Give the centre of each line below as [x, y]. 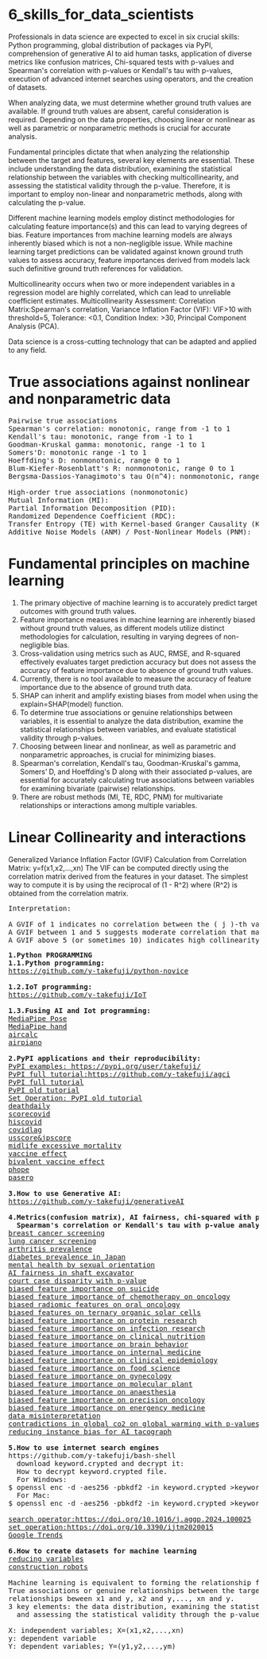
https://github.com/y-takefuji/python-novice [99, 971]
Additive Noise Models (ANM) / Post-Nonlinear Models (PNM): [130, 532]
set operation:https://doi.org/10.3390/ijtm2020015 [111, 1527]
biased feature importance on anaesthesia [92, 1392]
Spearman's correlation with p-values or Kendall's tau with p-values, [120, 70]
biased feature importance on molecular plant [101, 1384]
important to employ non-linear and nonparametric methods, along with [126, 194]
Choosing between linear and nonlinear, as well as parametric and [128, 746]
